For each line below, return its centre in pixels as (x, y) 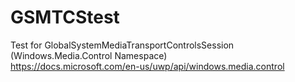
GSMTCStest (65, 17)
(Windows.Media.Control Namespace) (89, 55)
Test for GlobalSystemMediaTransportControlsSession (122, 45)
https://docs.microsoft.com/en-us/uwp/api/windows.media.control (147, 66)
